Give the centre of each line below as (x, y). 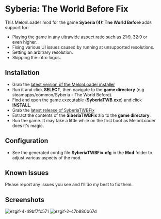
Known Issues (27, 173)
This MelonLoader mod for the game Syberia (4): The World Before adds (78, 22)
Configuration (27, 141)
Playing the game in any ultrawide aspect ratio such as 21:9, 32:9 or (80, 37)
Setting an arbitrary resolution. (43, 52)
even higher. (24, 42)
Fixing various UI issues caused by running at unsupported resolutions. (83, 47)
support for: (17, 27)
